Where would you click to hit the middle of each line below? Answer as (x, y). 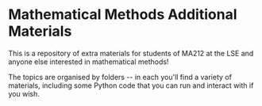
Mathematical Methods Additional (123, 15)
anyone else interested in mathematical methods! (89, 62)
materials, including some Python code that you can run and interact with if (131, 85)
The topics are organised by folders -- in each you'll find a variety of (120, 77)
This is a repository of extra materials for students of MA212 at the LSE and (131, 53)
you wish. (24, 93)
